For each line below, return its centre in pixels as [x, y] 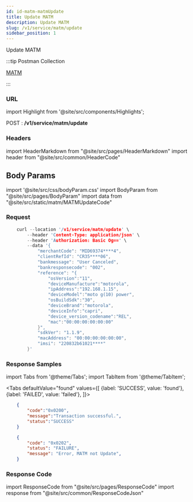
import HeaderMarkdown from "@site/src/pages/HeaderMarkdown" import [97, 151]
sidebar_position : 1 [31, 33]
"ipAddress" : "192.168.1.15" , [83, 289]
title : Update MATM [30, 17]
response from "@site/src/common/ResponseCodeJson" [75, 493]
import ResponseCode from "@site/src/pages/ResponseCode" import [90, 487]
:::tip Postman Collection [36, 61]
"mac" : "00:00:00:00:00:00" [81, 322]
